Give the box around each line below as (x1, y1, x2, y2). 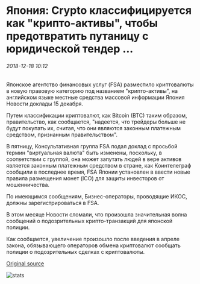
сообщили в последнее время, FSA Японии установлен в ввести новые (6, 168, 191, 175)
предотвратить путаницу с (6, 30, 149, 43)
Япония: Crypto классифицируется (6, 4, 192, 17)
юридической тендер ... (6, 42, 134, 56)
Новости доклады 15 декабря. (6, 100, 83, 107)
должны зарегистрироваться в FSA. (6, 200, 99, 207)
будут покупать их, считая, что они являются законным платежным (6, 125, 181, 132)
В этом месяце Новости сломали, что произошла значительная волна (6, 211, 187, 218)
